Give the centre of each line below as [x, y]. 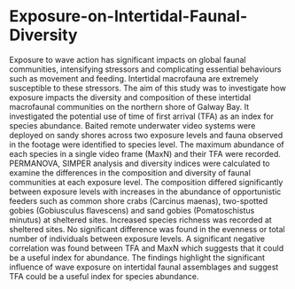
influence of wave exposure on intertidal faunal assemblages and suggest [144, 267]
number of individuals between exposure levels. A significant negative [137, 238]
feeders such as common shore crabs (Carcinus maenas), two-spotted [139, 200]
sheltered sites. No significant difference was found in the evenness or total [147, 229]
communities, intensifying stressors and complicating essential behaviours [145, 69]
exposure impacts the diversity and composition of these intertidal [130, 97]
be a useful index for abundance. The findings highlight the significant [137, 257]
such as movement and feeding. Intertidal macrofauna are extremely [134, 78]
